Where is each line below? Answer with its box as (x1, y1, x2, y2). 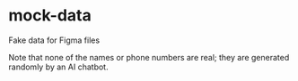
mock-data (8, 5, 92, 26)
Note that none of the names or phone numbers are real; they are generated (8, 52, 290, 62)
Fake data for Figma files (8, 35, 101, 45)
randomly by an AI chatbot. (8, 61, 109, 72)
